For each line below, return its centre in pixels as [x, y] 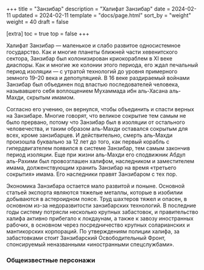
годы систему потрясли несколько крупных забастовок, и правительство [102, 212]
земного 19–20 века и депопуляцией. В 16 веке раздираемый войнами [98, 78]
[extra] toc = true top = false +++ [48, 34]
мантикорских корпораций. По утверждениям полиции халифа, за [93, 231]
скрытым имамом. [51, 97]
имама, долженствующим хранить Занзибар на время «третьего [91, 168]
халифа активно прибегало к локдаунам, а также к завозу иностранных [100, 218]
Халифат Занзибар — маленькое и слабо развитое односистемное [93, 46]
